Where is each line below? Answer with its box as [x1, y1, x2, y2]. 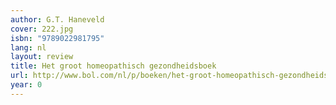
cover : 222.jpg [10, 24, 74, 34]
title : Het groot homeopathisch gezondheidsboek [10, 61, 217, 71]
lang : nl [10, 42, 47, 53]
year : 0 [10, 80, 43, 90]
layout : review [10, 52, 74, 62]
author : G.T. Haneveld [10, 14, 105, 25]
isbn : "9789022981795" [10, 33, 105, 43]
